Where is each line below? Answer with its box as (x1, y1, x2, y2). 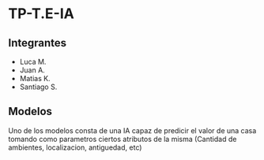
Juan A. (19, 65, 45, 75)
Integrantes (8, 36, 67, 50)
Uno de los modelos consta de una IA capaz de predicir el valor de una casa (8, 125, 257, 135)
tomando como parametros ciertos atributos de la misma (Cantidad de (8, 134, 237, 143)
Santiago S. (19, 82, 58, 91)
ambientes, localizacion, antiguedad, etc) (8, 143, 142, 152)
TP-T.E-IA (8, 5, 75, 23)
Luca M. (19, 57, 47, 66)
